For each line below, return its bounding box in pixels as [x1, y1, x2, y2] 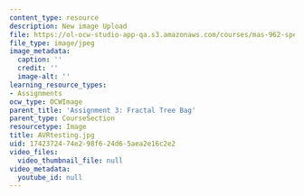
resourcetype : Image [9, 123, 88, 132]
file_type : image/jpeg [9, 38, 95, 48]
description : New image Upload [9, 22, 128, 31]
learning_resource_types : [9, 80, 107, 89]
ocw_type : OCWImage [9, 97, 83, 107]
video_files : [9, 147, 59, 156]
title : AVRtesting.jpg [9, 131, 95, 140]
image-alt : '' [17, 72, 71, 81]
